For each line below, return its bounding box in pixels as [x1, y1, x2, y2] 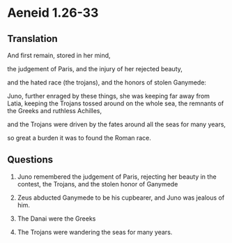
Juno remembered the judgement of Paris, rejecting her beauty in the [17, 172, 217, 181]
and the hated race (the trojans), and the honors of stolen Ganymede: [7, 78, 207, 87]
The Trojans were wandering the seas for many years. [17, 228, 173, 236]
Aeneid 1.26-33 [7, 5, 99, 21]
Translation [7, 33, 58, 45]
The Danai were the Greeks [17, 214, 96, 223]
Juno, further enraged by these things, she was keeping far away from [7, 92, 210, 100]
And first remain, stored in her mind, [7, 51, 111, 59]
